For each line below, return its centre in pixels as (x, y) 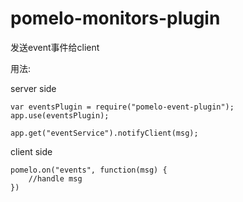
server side (33, 88)
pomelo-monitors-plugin (115, 18)
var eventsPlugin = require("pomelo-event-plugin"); (122, 107)
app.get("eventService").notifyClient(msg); (104, 133)
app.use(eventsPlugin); (60, 115)
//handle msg (55, 178)
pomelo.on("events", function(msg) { (89, 170)
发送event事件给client (55, 47)
